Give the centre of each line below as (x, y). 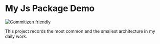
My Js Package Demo (50, 8)
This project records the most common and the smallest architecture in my (80, 31)
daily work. (16, 36)
